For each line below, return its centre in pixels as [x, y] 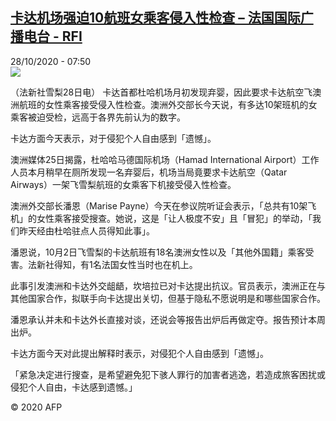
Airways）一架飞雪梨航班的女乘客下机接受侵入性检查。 [123, 184]
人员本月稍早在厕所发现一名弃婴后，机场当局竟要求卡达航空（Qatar [149, 172]
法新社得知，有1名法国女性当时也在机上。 [112, 264]
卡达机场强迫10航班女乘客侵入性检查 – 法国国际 [155, 18]
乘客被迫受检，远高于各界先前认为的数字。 [98, 117]
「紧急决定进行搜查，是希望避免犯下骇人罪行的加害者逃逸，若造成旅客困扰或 [168, 374]
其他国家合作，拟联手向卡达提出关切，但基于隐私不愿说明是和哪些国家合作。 [168, 298]
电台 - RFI [53, 36]
